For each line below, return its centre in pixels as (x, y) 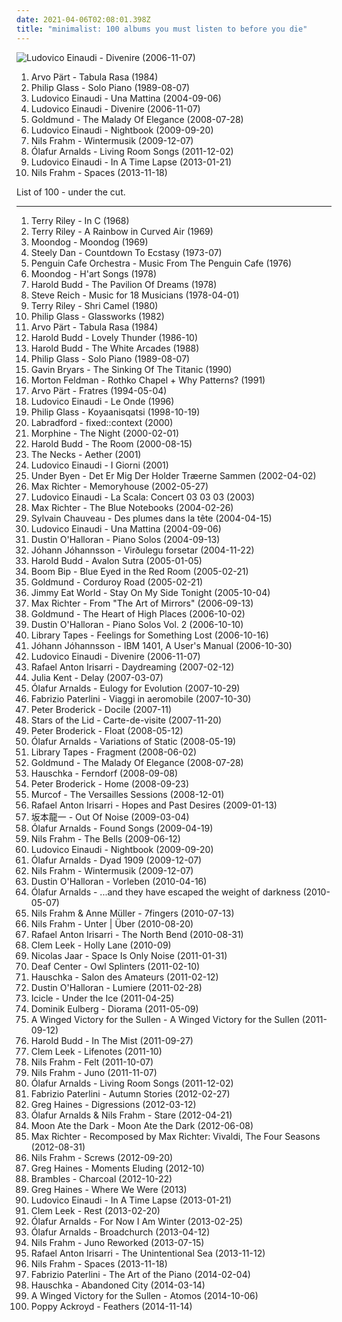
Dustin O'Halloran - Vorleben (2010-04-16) (119, 881)
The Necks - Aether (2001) (86, 454)
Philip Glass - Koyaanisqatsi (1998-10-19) (115, 412)
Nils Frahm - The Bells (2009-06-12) (105, 838)
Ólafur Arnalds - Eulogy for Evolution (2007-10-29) (135, 688)
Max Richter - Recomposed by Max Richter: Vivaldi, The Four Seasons (175, 1136)
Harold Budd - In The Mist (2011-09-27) (112, 1040)
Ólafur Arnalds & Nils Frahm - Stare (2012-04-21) (131, 1115)
